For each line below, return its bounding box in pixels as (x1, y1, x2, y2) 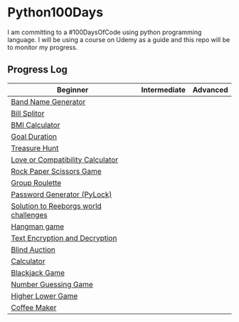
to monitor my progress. (7, 43, 78, 51)
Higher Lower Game (11, 291, 78, 301)
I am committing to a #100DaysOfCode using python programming (7, 28, 202, 36)
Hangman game (11, 222, 65, 232)
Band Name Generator (11, 97, 86, 107)
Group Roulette (11, 177, 62, 187)
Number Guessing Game (11, 279, 94, 289)
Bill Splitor (11, 108, 45, 118)
